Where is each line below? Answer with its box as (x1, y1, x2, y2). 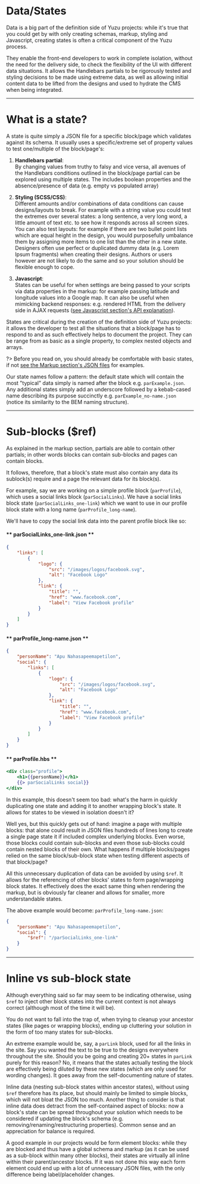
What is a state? (6, 113, 87, 127)
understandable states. (6, 895, 63, 902)
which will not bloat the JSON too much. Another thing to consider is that (6, 1096, 185, 1103)
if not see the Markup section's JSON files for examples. (6, 361, 145, 368)
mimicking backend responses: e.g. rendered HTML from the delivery (14, 300, 186, 307)
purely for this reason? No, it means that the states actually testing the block (6, 1059, 193, 1066)
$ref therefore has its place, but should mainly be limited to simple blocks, (6, 1089, 188, 1096)
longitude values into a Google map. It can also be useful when (14, 294, 170, 301)
